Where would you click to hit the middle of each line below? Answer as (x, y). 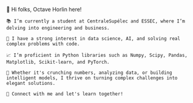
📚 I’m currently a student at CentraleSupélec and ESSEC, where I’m (96, 21)
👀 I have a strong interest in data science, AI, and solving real (93, 39)
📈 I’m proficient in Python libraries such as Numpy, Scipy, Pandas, (97, 55)
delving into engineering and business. (58, 28)
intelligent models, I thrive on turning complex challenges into (92, 78)
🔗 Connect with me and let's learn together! (65, 94)
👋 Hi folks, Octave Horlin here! (44, 9)
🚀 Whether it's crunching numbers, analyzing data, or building (89, 73)
